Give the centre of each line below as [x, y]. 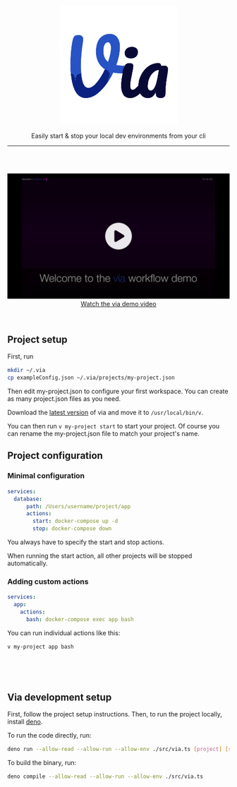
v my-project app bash [41, 647]
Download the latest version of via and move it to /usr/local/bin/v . [105, 413]
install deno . [25, 722]
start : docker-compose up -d [75, 521]
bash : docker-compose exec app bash [80, 619]
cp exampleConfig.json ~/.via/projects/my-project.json [91, 378]
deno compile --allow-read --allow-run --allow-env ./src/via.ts [105, 777]
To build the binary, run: [42, 763]
